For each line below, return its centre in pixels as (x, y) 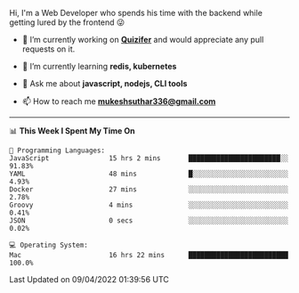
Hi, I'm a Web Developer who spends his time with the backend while (136, 13)
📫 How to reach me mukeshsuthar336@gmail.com (119, 101)
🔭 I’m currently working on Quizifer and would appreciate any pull (143, 40)
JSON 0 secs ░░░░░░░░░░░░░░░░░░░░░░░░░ (149, 221)
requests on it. (48, 49)
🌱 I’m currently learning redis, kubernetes (99, 66)
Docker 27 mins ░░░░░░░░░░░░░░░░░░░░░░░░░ (149, 190)
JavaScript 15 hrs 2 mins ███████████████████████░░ (149, 159)
